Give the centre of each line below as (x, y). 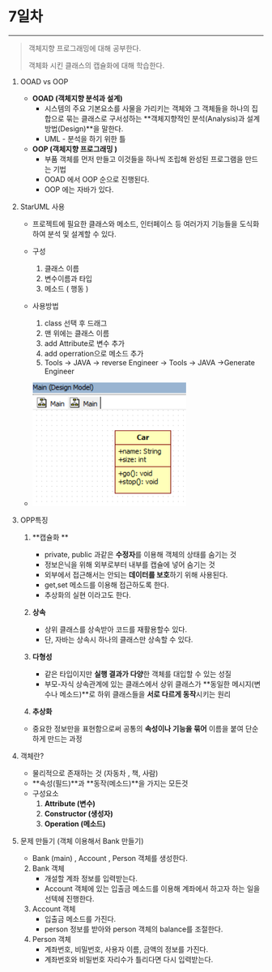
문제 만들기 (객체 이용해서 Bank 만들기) (82, 841)
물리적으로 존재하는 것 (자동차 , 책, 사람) (95, 773)
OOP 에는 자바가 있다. (79, 189)
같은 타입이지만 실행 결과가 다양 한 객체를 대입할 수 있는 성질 (138, 674)
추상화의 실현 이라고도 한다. (87, 595)
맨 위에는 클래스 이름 (77, 333)
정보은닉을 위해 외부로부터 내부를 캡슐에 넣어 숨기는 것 (130, 565)
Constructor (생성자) (79, 813)
